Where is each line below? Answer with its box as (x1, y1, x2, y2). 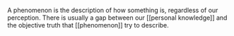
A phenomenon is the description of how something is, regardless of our (7, 6, 218, 14)
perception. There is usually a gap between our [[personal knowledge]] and (7, 13, 228, 22)
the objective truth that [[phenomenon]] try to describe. (7, 21, 170, 29)
